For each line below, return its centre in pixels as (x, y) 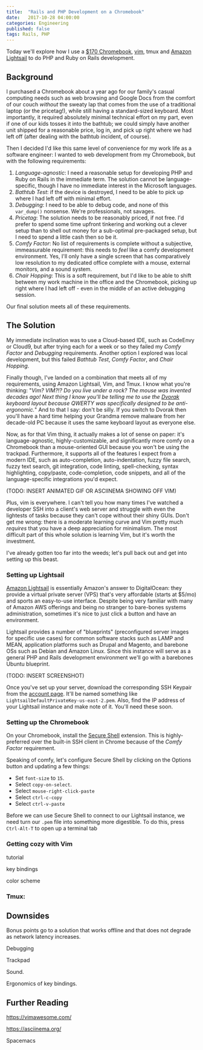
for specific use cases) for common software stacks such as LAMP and (95, 638)
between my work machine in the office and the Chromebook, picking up (106, 282)
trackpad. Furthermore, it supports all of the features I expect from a (91, 453)
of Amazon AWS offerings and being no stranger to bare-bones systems (96, 608)
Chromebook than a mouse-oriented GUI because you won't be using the (98, 447)
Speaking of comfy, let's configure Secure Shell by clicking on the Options (99, 760)
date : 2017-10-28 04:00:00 (43, 18)
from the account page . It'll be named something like (72, 694)
